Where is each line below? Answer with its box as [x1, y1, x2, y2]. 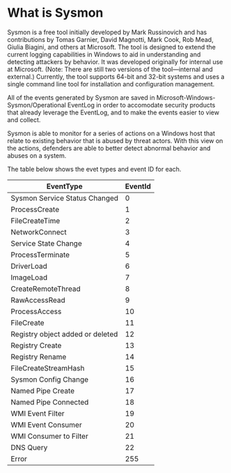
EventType [46, 181, 83, 191]
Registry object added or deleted [10, 329, 118, 339]
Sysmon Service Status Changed [10, 193, 119, 203]
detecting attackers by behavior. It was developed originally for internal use [7, 57, 223, 66]
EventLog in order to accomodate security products [67, 100, 216, 109]
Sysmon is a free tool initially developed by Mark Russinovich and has [7, 28, 207, 36]
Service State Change [10, 239, 82, 248]
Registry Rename [10, 352, 67, 361]
